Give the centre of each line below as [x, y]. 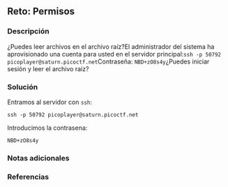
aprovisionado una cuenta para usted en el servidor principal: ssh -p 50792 [114, 54]
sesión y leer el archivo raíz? [48, 68]
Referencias [28, 177]
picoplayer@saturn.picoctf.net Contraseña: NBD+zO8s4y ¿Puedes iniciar [108, 61]
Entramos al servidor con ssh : [50, 102]
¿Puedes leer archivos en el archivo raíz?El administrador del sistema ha [111, 46]
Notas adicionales [38, 158]
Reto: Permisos [41, 12]
